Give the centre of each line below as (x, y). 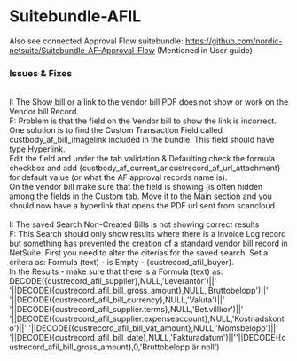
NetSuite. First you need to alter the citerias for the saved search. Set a (139, 253)
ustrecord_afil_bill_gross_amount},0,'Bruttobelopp (100, 347)
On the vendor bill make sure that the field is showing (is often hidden (136, 187)
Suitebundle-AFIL (75, 16)
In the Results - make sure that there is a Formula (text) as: (116, 271)
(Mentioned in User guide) (204, 50)
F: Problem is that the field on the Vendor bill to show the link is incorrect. (143, 121)
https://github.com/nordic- (234, 41)
